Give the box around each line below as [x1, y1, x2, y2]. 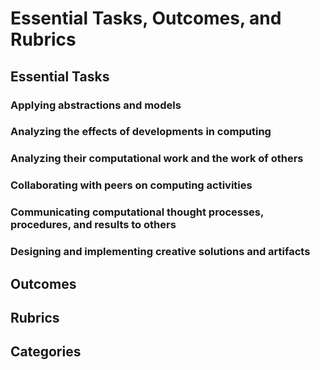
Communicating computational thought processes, [10, 205, 264, 219]
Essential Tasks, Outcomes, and [10, 7, 282, 30]
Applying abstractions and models [10, 98, 182, 112]
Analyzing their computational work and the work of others [10, 152, 304, 166]
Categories [10, 343, 82, 361]
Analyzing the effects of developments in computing [10, 125, 272, 139]
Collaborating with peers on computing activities [10, 178, 253, 192]
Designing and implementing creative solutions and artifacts [10, 245, 311, 259]
